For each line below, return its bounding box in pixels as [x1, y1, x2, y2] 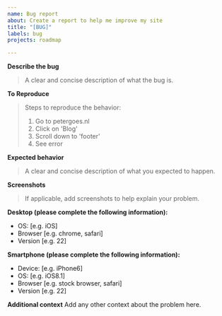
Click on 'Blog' [35, 124, 78, 133]
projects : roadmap [7, 37, 62, 44]
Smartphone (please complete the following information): [7, 250, 180, 259]
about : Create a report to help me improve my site [7, 17, 163, 24]
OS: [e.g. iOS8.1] [17, 271, 66, 280]
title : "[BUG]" [7, 23, 52, 30]
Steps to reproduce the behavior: [24, 103, 122, 112]
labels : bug [7, 30, 42, 37]
